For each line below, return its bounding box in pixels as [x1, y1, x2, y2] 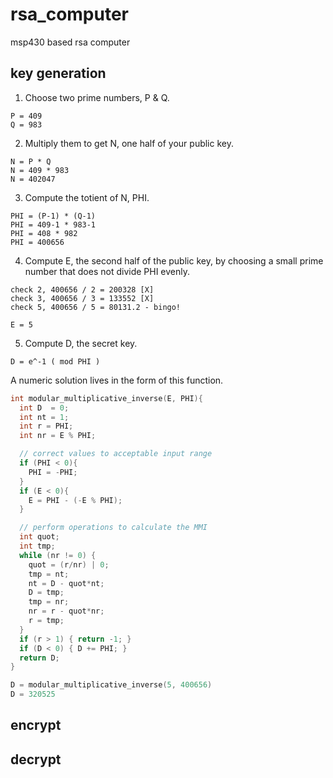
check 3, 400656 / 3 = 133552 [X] [10, 293, 155, 303]
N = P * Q [10, 156, 52, 167]
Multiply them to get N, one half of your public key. [24, 137, 234, 149]
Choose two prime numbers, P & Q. [24, 91, 170, 103]
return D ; [19, 653, 60, 663]
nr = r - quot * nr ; [28, 606, 105, 617]
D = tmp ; [28, 588, 65, 598]
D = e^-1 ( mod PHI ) [10, 356, 101, 367]
